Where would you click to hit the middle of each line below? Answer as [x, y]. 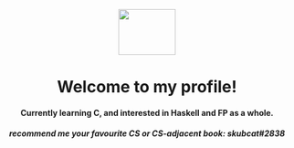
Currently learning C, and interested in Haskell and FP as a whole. [147, 112]
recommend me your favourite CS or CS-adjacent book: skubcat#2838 [147, 133]
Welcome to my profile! [147, 87]
